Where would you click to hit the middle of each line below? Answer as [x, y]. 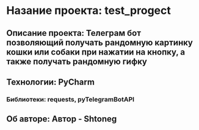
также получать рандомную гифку [77, 61]
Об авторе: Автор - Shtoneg [62, 119]
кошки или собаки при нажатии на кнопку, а [96, 52]
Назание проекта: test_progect [89, 11]
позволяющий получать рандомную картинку [100, 42]
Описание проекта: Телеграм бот [74, 33]
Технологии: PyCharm [50, 82]
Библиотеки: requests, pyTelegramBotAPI [71, 99]
